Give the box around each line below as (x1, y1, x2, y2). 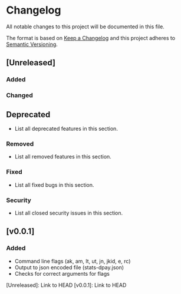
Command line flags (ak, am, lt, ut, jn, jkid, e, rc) (14, 257, 131, 265)
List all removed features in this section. (14, 153, 112, 160)
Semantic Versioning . (6, 41, 58, 48)
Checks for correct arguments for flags (14, 270, 110, 277)
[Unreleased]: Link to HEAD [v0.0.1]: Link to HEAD (6, 281, 127, 289)
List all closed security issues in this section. (14, 209, 123, 216)
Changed (6, 91, 34, 100)
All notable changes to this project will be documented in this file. (6, 23, 165, 30)
